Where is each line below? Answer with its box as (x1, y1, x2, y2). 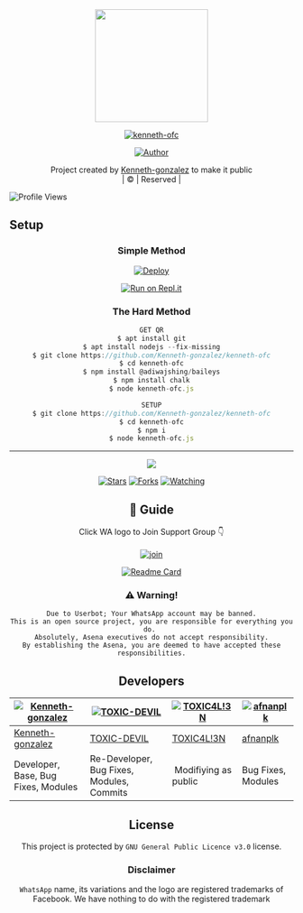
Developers (118, 673, 185, 688)
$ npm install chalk (112, 376, 191, 385)
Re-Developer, (89, 752, 153, 765)
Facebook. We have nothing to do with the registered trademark (32, 893, 271, 905)
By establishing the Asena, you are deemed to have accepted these (22, 641, 281, 650)
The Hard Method (112, 305, 191, 318)
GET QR (139, 325, 164, 335)
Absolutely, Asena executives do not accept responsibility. (34, 633, 269, 642)
